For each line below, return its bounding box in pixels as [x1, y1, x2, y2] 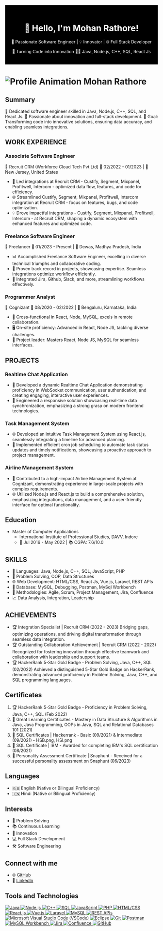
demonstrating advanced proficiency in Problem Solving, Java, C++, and [12, 671, 158, 677]
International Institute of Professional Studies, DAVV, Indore [19, 534, 138, 540]
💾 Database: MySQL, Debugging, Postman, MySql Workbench [12, 584, 136, 590]
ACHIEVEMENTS [5, 611, 57, 619]
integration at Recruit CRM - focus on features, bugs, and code [12, 200, 138, 205]
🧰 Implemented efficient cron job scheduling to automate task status [12, 442, 149, 448]
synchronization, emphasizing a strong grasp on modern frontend [12, 403, 144, 408]
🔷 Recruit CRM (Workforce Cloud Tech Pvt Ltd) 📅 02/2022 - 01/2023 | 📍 [5, 163, 148, 170]
